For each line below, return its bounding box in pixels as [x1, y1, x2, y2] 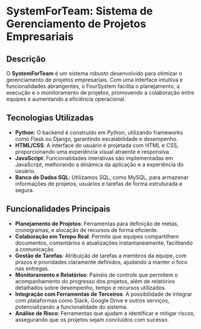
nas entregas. [14, 265, 49, 272]
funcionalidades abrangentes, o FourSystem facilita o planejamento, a [6, 83, 180, 90]
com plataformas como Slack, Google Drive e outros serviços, [14, 296, 170, 304]
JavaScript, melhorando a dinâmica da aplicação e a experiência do [14, 161, 184, 168]
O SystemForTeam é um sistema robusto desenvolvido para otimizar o [6, 70, 182, 77]
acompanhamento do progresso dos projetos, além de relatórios [14, 277, 175, 284]
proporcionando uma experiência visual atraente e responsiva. [14, 148, 171, 155]
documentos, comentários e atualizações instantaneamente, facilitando [14, 239, 193, 246]
